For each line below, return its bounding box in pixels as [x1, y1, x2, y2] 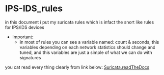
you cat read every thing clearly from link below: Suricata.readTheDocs [5, 64, 150, 70]
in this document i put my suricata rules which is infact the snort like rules [5, 19, 154, 25]
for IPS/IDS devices [5, 24, 45, 30]
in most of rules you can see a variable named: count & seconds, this [19, 39, 160, 45]
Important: [12, 34, 33, 40]
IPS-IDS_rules [5, 3, 63, 14]
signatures [19, 54, 41, 60]
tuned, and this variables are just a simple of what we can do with [19, 50, 152, 55]
